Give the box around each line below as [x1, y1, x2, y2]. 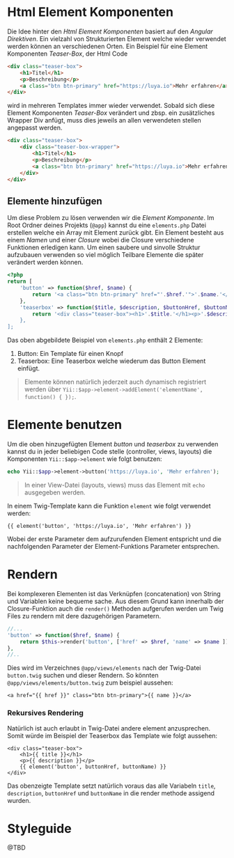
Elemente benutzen [7, 417, 123, 432]
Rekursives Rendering [7, 708, 84, 718]
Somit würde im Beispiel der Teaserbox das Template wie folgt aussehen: [7, 731, 218, 740]
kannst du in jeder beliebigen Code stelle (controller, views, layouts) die [7, 447, 212, 456]
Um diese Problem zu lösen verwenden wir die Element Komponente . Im [7, 214, 214, 222]
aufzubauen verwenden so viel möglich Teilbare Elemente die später [7, 251, 204, 259]
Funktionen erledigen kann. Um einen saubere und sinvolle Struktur [7, 243, 201, 251]
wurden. [7, 796, 31, 804]
